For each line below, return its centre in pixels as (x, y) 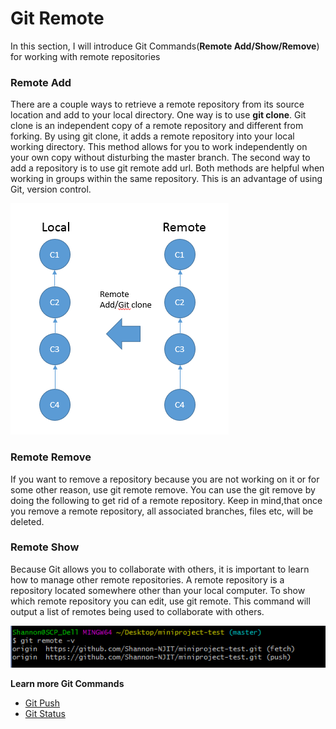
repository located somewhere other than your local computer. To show (158, 590)
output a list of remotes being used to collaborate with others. (137, 611)
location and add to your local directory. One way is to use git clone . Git (158, 115)
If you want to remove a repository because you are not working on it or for (165, 479)
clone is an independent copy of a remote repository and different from (157, 126)
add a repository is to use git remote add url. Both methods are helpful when (167, 168)
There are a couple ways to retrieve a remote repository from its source (157, 104)
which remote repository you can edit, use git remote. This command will (160, 601)
